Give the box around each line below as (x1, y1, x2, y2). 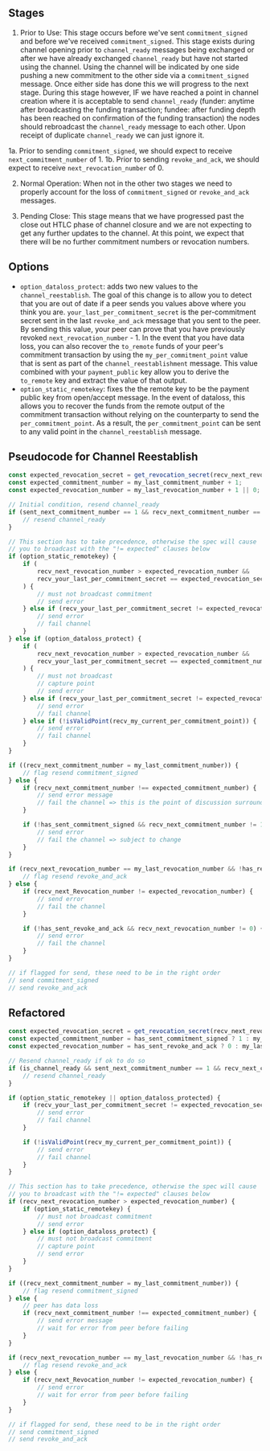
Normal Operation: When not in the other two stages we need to (19, 178, 233, 188)
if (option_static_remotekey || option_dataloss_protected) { (8, 1093, 221, 1102)
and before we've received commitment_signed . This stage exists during (19, 36, 256, 46)
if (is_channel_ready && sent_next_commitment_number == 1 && (8, 1064, 221, 1072)
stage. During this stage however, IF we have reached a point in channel (19, 88, 260, 97)
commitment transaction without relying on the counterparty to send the (19, 409, 260, 419)
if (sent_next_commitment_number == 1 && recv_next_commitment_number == (8, 508, 261, 516)
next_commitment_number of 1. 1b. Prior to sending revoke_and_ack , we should (8, 154, 260, 164)
